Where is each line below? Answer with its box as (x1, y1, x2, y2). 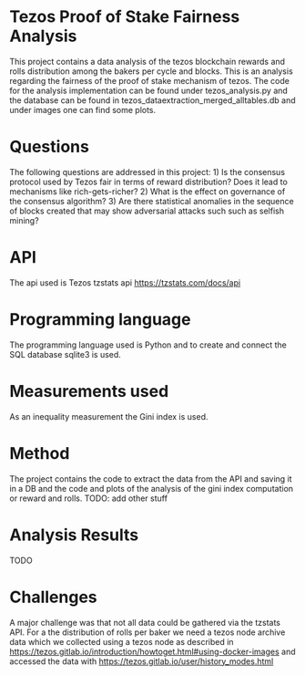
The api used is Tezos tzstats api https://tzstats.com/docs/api (9, 276, 241, 288)
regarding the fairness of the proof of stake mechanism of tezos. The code (9, 75, 290, 86)
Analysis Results (9, 525, 139, 545)
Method (9, 442, 70, 463)
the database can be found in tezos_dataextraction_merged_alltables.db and (9, 94, 296, 106)
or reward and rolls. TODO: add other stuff (9, 493, 168, 504)
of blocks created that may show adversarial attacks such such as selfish (9, 205, 285, 216)
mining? (9, 214, 39, 225)
